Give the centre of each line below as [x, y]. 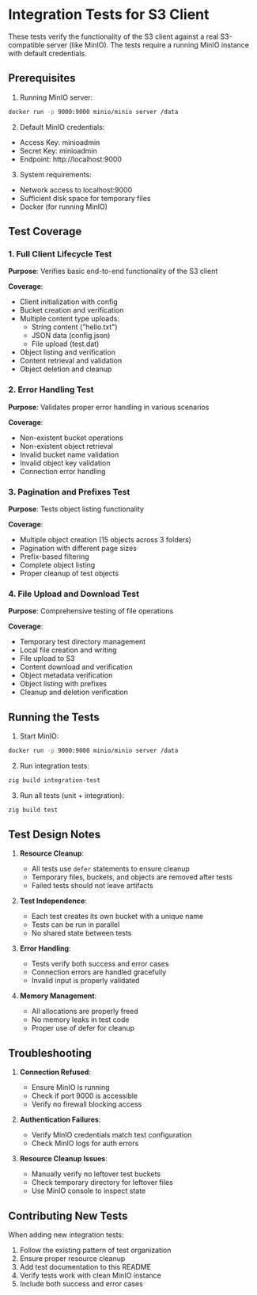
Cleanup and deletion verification [74, 692]
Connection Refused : [55, 1072]
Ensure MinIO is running [70, 1088]
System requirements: [56, 174]
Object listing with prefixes [63, 684]
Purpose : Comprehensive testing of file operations [91, 611]
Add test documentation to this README [85, 1267]
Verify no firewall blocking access [87, 1104]
